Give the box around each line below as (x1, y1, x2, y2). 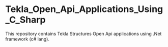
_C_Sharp (5, 14, 46, 25)
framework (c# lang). (5, 36, 50, 42)
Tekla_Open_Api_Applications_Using (5, 3, 163, 15)
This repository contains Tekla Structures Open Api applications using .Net (5, 30, 162, 36)
